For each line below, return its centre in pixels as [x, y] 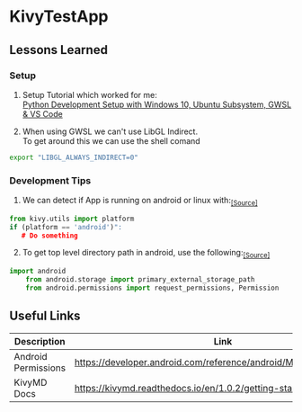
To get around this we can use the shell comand [111, 140]
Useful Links [45, 316]
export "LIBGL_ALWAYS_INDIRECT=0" [74, 157]
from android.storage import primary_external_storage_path [140, 280]
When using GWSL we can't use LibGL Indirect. [110, 131]
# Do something [49, 236]
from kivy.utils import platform [72, 219]
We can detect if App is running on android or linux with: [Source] [140, 202]
